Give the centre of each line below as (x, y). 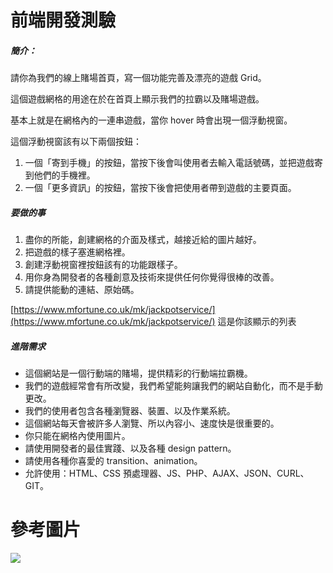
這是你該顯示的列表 (257, 322)
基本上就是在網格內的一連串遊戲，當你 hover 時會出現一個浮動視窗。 (151, 120)
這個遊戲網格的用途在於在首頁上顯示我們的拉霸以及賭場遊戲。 (137, 99)
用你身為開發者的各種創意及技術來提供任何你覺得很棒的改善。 (152, 277)
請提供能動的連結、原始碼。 (82, 290)
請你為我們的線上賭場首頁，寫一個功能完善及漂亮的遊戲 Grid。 (138, 78)
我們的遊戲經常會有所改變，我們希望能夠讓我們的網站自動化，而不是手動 (173, 386)
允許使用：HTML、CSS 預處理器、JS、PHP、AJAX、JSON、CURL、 (167, 473)
